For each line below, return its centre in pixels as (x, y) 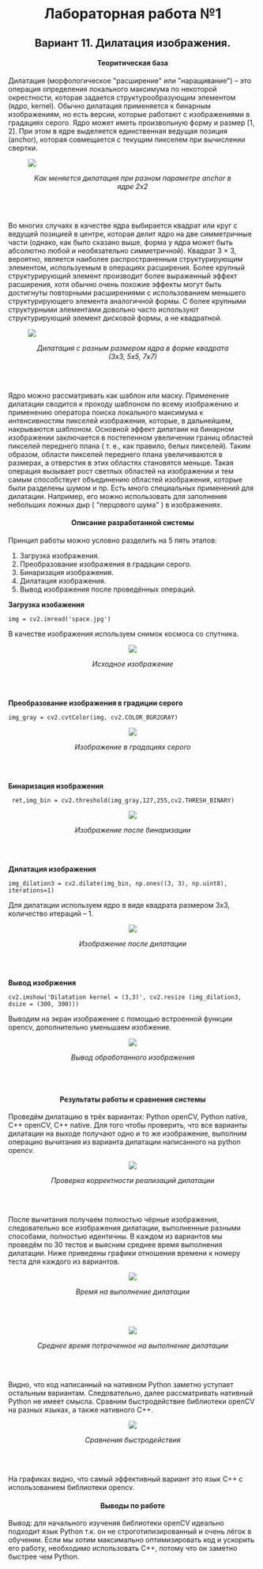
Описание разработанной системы (133, 523)
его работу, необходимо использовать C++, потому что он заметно (123, 1548)
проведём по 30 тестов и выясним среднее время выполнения (115, 1245)
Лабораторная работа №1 (133, 14)
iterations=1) (32, 890)
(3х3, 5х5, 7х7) (133, 356)
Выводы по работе (133, 1505)
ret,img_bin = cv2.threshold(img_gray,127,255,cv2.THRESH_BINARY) (123, 800)
